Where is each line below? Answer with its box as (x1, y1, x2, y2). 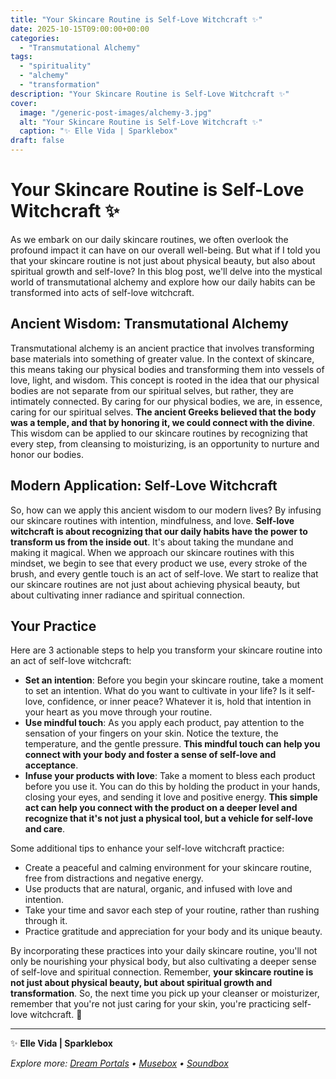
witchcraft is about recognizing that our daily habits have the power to (10, 525, 308, 537)
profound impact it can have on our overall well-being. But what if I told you (10, 244, 321, 256)
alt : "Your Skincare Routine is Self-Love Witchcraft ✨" (19, 117, 263, 127)
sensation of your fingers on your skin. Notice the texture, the (24, 727, 279, 740)
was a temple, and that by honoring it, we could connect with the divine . (10, 416, 315, 428)
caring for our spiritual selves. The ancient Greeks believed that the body (10, 406, 317, 418)
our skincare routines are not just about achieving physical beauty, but (10, 578, 301, 590)
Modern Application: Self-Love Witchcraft (10, 477, 278, 495)
